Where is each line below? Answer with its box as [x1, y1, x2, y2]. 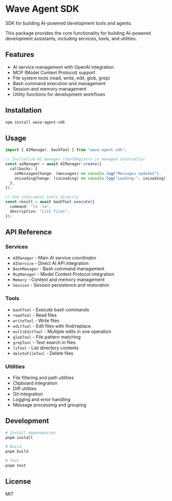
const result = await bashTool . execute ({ [5, 199, 95, 205]
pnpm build [5, 449, 29, 454]
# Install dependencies [5, 430, 56, 435]
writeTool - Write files [12, 317, 60, 324]
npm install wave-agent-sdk [5, 119, 66, 125]
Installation [5, 106, 42, 115]
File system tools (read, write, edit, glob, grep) [12, 75, 110, 81]
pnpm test [5, 463, 27, 468]
